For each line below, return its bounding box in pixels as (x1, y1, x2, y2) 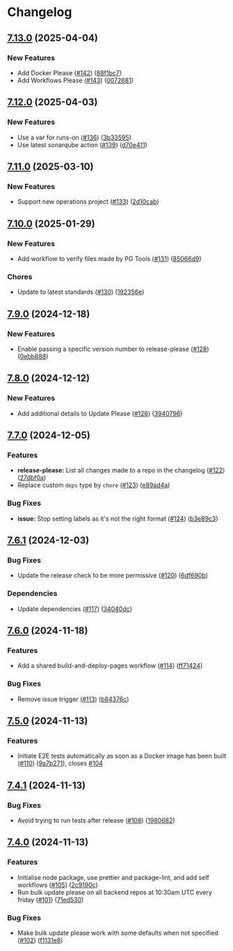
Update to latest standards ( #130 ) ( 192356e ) (17, 287, 145, 297)
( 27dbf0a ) (17, 474, 47, 482)
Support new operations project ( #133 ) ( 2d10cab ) (17, 197, 159, 206)
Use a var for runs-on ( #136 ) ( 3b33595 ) (17, 133, 132, 142)
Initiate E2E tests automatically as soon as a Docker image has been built (17, 751, 227, 761)
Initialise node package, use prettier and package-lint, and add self (17, 873, 210, 881)
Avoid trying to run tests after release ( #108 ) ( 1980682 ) (17, 816, 175, 824)
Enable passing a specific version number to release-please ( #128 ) (17, 345, 210, 353)
